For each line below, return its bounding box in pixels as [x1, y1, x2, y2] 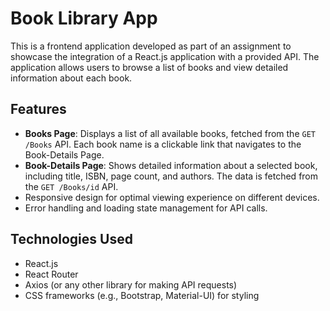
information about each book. [10, 72, 133, 84]
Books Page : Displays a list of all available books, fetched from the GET [24, 127, 316, 139]
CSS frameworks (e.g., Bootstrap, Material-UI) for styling [24, 289, 260, 301]
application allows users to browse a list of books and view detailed [10, 61, 289, 73]
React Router [24, 268, 79, 280]
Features [10, 101, 67, 118]
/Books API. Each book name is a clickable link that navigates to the [24, 138, 302, 150]
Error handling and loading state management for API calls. [24, 202, 268, 214]
